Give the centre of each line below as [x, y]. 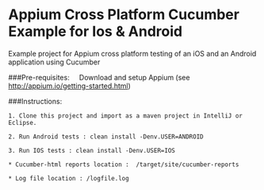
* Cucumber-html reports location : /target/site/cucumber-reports [124, 165]
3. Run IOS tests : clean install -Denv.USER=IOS [92, 150]
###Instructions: [35, 101]
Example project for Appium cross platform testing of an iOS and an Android [132, 53]
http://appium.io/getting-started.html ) [69, 86]
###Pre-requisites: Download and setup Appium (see [99, 77]
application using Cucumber [54, 62]
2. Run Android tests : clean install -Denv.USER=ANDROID [106, 137]
